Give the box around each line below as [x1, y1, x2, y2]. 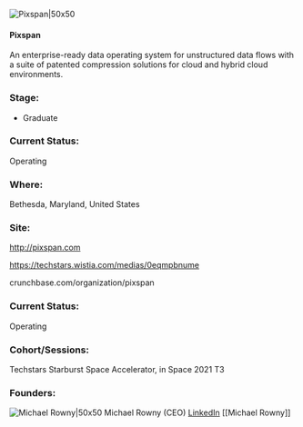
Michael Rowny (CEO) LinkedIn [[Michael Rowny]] [104, 407, 291, 418]
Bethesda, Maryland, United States [9, 199, 140, 210]
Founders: [9, 386, 56, 399]
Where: [9, 178, 44, 191]
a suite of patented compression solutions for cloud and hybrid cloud [9, 59, 268, 70]
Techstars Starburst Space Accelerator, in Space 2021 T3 [9, 363, 225, 374]
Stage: [9, 92, 39, 104]
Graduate [22, 112, 58, 123]
